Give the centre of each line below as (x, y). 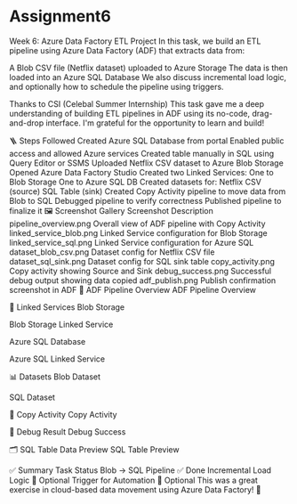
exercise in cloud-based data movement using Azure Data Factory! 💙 (135, 489)
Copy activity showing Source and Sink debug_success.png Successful (140, 271)
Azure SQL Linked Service (57, 359)
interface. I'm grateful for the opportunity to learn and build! (155, 123)
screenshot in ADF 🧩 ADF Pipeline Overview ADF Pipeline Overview (132, 289)
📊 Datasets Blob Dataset (55, 377)
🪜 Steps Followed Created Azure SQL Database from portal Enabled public (147, 141)
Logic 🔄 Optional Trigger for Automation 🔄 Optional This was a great (133, 480)
